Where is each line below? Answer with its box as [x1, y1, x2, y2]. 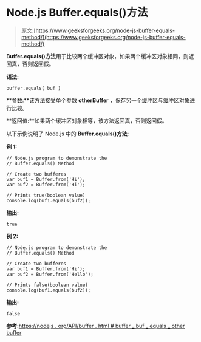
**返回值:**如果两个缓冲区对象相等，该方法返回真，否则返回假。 [6, 117, 168, 125]
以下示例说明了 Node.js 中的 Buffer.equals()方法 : [6, 130, 129, 137]
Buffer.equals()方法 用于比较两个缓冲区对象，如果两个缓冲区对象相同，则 [6, 52, 189, 60]
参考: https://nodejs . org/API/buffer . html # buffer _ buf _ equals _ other [6, 322, 185, 329]
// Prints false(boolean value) [6, 282, 88, 288]
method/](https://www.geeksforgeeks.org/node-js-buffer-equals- [21, 33, 186, 41]
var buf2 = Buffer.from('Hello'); [6, 271, 94, 277]
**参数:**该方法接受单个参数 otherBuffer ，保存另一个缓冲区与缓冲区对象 [6, 97, 190, 104]
